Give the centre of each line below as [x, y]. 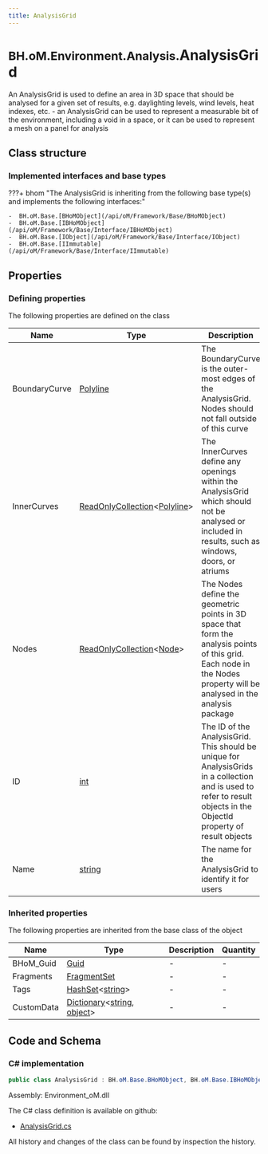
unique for [221, 756]
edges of [239, 378]
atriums [215, 571]
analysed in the [230, 693]
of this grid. [223, 653]
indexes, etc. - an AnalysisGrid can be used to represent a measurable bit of [134, 111]
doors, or [218, 561]
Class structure [47, 153]
